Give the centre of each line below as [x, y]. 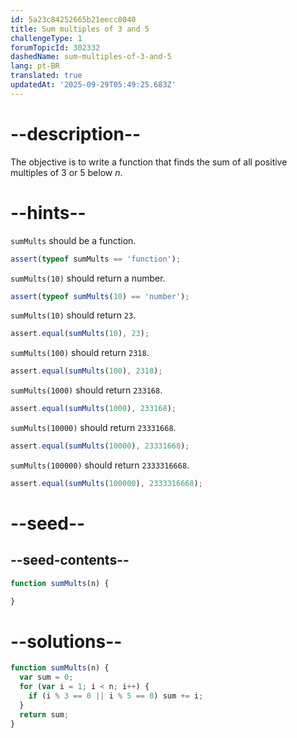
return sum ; [44, 714]
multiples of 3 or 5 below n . [66, 172]
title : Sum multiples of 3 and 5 [80, 29]
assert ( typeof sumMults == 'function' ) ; [96, 259]
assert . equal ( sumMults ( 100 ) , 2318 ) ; [86, 371]
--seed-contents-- [70, 560]
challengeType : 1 [46, 38]
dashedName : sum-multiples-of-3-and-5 [91, 57]
